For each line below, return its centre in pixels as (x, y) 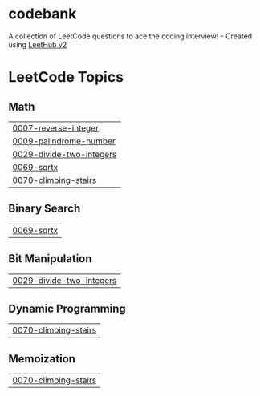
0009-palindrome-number (64, 141)
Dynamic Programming (67, 308)
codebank (43, 14)
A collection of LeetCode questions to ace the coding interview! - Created (130, 36)
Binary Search (45, 209)
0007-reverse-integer (55, 127)
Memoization (42, 359)
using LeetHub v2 (38, 44)
